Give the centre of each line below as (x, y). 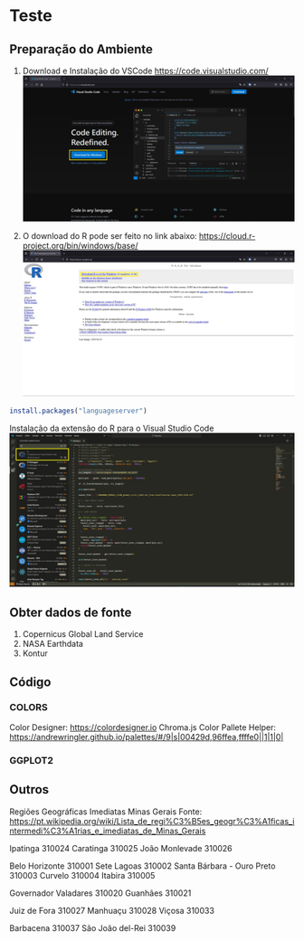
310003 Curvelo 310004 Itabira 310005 (82, 875)
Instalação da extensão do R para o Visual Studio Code (112, 428)
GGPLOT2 (32, 760)
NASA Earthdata (53, 644)
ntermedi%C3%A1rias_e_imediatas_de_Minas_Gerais (108, 831)
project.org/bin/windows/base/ (80, 245)
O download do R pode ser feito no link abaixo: (109, 235)
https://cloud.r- (227, 235)
